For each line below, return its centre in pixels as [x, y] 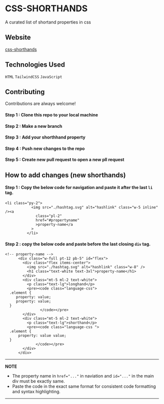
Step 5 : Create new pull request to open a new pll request [65, 160]
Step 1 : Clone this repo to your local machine [52, 115]
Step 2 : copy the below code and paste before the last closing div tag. [78, 244]
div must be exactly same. [38, 381]
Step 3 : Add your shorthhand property [45, 137]
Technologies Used [35, 65]
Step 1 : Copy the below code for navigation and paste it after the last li [79, 188]
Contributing [25, 92]
